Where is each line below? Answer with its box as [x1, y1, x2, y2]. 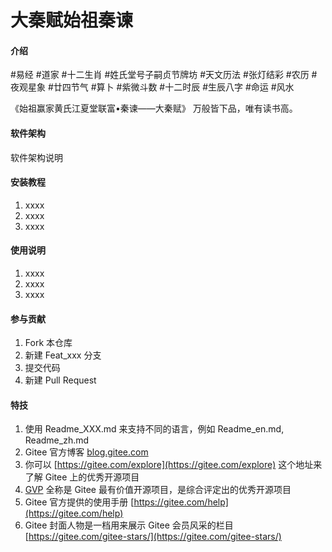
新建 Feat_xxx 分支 [24, 349, 102, 361]
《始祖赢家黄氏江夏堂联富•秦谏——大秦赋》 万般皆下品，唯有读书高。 [10, 102, 298, 115]
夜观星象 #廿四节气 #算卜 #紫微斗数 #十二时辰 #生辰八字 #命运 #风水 [10, 81, 295, 93]
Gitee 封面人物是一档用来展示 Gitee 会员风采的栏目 [24, 519, 234, 531]
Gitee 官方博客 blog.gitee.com [24, 446, 149, 458]
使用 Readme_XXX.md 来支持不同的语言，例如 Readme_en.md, [24, 423, 285, 435]
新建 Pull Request [24, 374, 97, 386]
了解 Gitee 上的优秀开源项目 [24, 471, 140, 483]
